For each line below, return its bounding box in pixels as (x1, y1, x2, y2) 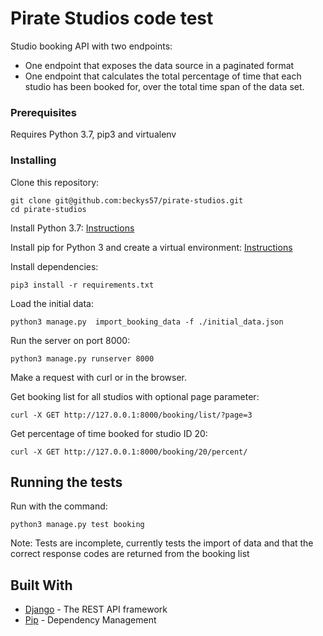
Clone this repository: (10, 176, 100, 188)
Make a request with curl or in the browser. (10, 371, 187, 383)
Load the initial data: (10, 297, 94, 309)
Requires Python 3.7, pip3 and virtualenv (10, 128, 177, 141)
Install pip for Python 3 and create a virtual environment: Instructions (10, 241, 293, 253)
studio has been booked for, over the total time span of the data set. (24, 80, 305, 92)
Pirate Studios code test (10, 7, 214, 30)
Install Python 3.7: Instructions (10, 222, 135, 234)
